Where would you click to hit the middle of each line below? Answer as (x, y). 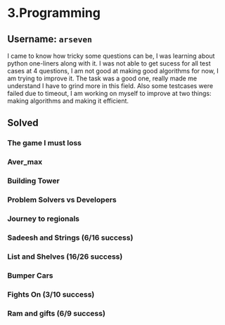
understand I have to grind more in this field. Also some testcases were (110, 86)
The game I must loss (45, 143)
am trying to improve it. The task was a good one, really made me (102, 78)
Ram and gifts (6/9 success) (56, 313)
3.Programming (54, 13)
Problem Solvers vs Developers (62, 200)
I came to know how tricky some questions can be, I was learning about (111, 56)
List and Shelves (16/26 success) (65, 257)
